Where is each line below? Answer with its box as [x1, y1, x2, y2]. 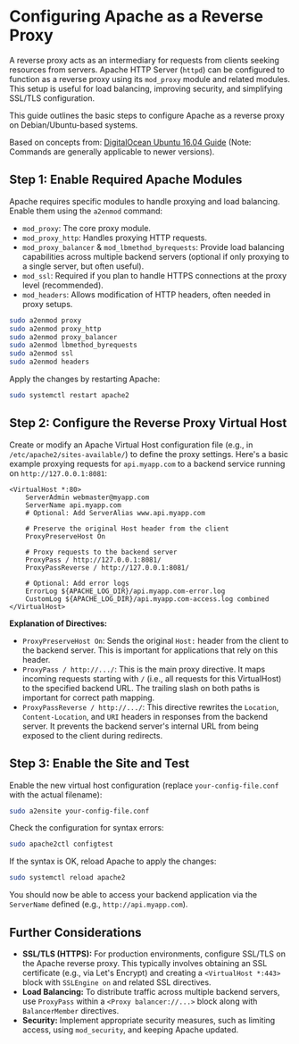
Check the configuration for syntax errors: [9, 823, 164, 833]
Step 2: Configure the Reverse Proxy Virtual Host [9, 415, 287, 430]
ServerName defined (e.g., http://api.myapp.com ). [9, 899, 188, 910]
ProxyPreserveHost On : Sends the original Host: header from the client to [21, 635, 289, 646]
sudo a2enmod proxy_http [9, 324, 102, 333]
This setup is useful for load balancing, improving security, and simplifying [9, 83, 283, 94]
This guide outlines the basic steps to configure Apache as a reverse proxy [9, 110, 286, 121]
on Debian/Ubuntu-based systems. [9, 119, 138, 130]
